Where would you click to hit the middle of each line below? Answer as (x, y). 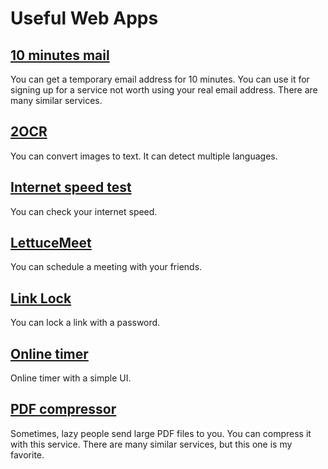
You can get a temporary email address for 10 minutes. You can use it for (160, 79)
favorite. (27, 454)
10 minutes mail (60, 55)
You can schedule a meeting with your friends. (106, 267)
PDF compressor (63, 409)
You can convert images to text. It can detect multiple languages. (144, 156)
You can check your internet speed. (84, 211)
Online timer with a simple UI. (71, 378)
